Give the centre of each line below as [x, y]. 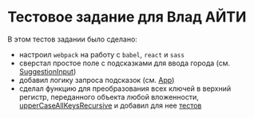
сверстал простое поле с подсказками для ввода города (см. [125, 63]
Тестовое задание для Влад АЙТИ [127, 17]
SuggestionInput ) [48, 71]
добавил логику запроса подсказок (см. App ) [97, 80]
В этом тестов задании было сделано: [72, 39]
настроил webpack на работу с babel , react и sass [102, 54]
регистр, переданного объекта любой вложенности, [109, 96]
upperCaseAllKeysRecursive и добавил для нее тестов [110, 105]
